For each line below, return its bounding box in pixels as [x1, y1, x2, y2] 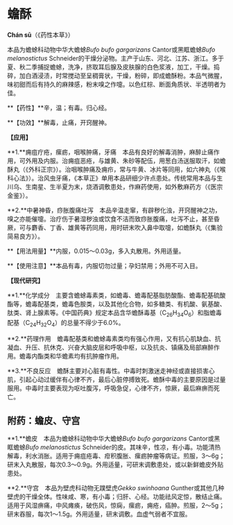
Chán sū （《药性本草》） [7, 31, 74, 39]
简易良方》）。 [7, 232, 44, 240]
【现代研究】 [7, 276, 44, 285]
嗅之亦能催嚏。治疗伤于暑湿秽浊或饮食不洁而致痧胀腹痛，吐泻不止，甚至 [7, 215, 214, 223]
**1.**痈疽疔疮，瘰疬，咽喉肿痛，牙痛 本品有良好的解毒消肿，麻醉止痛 [7, 147, 214, 156]
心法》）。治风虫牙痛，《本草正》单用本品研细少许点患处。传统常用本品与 [12, 174, 217, 182]
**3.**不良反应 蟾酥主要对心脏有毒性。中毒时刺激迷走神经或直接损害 [7, 366, 209, 375]
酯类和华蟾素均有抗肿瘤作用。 [37, 351, 123, 360]
